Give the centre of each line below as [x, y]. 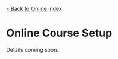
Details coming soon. [33, 49]
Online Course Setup [59, 33]
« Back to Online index [34, 9]
